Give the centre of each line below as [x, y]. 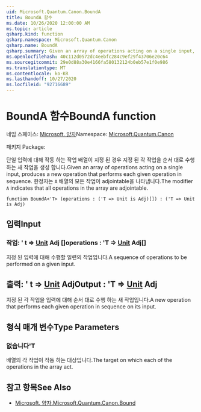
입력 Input [23, 224]
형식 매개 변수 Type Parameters [63, 327]
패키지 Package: [26, 147]
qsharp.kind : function [35, 34]
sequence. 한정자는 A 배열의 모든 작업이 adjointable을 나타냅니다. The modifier [100, 181]
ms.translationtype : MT [36, 68]
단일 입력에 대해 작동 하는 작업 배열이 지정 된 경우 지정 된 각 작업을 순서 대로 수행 [100, 160]
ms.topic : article [29, 29]
